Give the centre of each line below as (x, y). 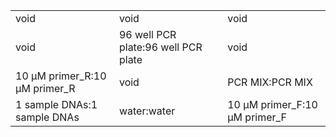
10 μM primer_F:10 (272, 104)
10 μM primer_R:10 (61, 76)
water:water (147, 111)
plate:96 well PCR (160, 47)
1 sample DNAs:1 (56, 104)
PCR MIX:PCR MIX (270, 82)
